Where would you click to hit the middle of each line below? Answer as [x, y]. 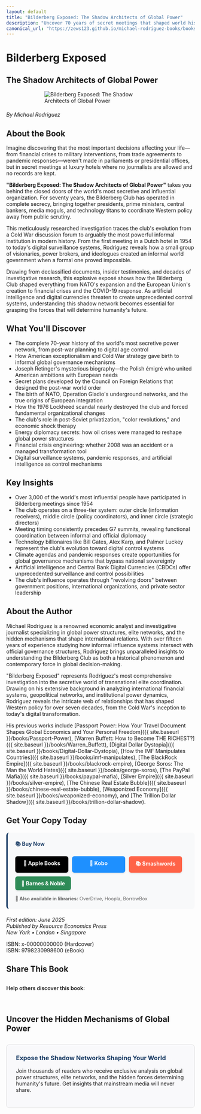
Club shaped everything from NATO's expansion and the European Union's [98, 284]
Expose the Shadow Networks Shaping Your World [91, 1058]
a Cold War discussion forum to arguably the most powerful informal [90, 235]
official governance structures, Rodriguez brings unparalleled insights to [95, 651]
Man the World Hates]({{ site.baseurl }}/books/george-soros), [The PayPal [98, 770]
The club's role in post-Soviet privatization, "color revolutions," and [98, 419]
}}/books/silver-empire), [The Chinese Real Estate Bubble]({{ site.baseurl [96, 782]
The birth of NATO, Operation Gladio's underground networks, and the [101, 394]
